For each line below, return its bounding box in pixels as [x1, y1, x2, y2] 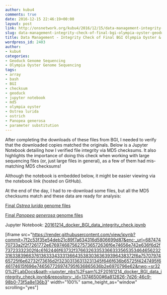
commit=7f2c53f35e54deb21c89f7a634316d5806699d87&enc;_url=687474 [5, 237, 161, 243]
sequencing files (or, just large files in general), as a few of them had [5, 158, 146, 164]
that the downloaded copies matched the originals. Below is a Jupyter [5, 142, 148, 148]
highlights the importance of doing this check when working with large [5, 152, 150, 158]
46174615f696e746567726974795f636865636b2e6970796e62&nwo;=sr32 [5, 263, 161, 269]
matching [5, 163, 25, 169]
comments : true [5, 12, 37, 17]
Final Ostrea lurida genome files [5, 202, 71, 208]
